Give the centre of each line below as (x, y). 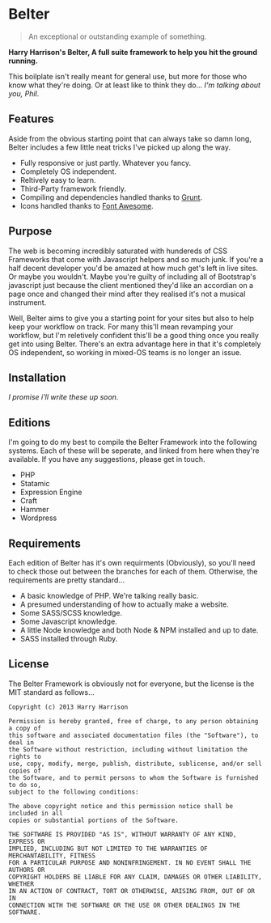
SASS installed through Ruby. (69, 639)
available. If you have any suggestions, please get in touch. (107, 459)
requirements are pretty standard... (67, 580)
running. (23, 61)
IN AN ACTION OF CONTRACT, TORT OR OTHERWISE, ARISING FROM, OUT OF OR (131, 891)
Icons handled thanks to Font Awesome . (87, 205)
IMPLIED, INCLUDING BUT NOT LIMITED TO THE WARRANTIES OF (108, 849)
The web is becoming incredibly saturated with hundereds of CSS (118, 251)
